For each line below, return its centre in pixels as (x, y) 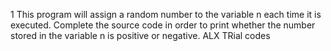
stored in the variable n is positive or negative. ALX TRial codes (140, 35)
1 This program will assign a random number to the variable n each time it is (166, 14)
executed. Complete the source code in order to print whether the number (163, 25)
